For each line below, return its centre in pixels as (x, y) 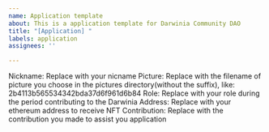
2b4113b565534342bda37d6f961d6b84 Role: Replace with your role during (134, 93)
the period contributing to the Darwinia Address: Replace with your (120, 102)
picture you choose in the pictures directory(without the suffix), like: (122, 85)
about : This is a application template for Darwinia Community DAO (125, 23)
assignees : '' (32, 46)
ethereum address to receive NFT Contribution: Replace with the (116, 111)
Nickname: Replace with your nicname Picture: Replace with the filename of (135, 76)
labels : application (43, 38)
